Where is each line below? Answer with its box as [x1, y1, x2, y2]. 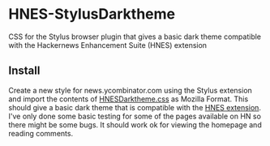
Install [8, 64, 41, 78]
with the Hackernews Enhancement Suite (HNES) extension [8, 40, 208, 49]
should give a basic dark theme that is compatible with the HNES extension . [8, 102, 262, 112]
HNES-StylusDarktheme [8, 5, 176, 24]
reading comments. [8, 128, 74, 138]
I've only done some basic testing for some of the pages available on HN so [8, 111, 262, 121]
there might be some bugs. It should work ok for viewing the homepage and [8, 119, 262, 130]
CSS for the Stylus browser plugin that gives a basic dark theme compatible [8, 32, 262, 41]
